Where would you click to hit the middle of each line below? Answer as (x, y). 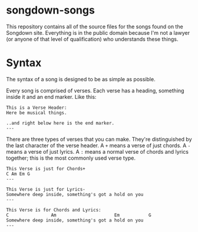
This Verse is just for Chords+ (46, 168)
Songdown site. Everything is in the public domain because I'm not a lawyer (98, 32)
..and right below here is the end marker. (60, 123)
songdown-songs (51, 10)
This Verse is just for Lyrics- (46, 189)
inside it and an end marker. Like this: (51, 97)
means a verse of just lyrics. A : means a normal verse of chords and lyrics (97, 151)
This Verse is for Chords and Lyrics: (54, 210)
